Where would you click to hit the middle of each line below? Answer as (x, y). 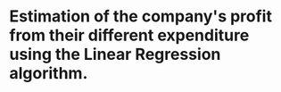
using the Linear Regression (115, 54)
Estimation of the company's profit (140, 17)
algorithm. (49, 74)
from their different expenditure (129, 35)
